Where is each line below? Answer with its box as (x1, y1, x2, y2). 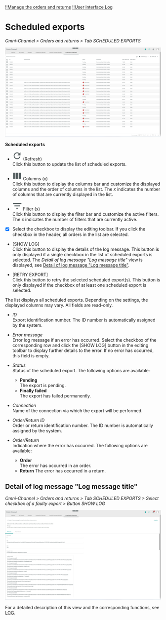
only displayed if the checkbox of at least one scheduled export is (12, 282, 147, 288)
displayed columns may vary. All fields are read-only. (5, 302, 113, 308)
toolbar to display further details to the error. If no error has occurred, (12, 348, 154, 353)
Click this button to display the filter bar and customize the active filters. (12, 211, 159, 217)
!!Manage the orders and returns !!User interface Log (5, 4, 113, 10)
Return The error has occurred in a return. (19, 468, 106, 474)
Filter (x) (23, 206, 41, 212)
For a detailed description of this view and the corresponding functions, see (5, 604, 160, 610)
